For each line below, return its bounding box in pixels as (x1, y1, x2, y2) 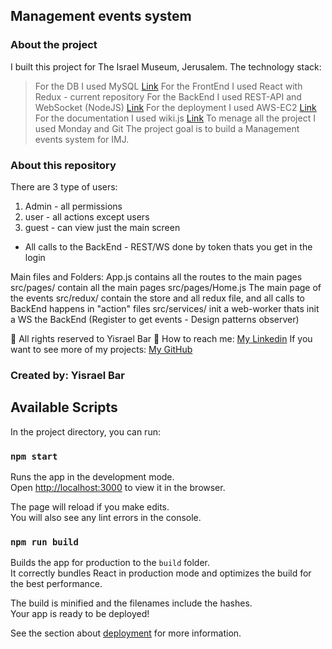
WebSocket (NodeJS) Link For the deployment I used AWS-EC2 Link (34, 101, 317, 113)
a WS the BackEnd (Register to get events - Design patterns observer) (10, 313, 300, 325)
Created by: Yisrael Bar (10, 368, 125, 382)
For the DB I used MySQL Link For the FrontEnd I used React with (34, 80, 303, 92)
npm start (10, 450, 58, 462)
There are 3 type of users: (10, 180, 118, 193)
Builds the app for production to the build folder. (10, 557, 211, 569)
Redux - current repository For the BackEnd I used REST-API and (34, 90, 302, 103)
